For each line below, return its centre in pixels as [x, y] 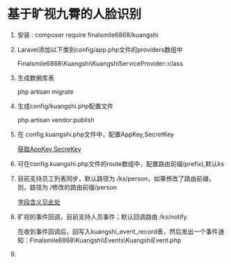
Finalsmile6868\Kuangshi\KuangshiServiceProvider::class [100, 63]
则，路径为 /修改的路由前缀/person [67, 187]
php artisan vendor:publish [56, 119]
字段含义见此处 [39, 201]
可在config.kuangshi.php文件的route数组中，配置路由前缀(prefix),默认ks [121, 163]
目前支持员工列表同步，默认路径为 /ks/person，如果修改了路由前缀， [116, 179]
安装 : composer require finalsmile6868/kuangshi [88, 35]
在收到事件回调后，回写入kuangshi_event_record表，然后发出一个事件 [118, 231]
